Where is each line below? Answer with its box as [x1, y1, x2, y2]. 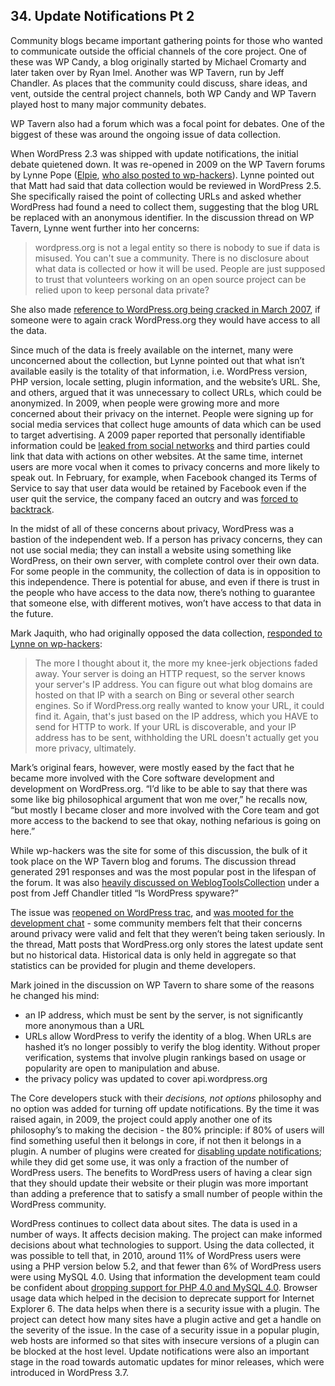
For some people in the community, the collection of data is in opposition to [10, 565, 321, 577]
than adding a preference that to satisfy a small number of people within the [10, 1187, 323, 1199]
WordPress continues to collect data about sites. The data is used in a [10, 1217, 298, 1229]
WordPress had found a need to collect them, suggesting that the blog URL [10, 200, 320, 213]
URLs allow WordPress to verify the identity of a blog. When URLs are [24, 1030, 312, 1042]
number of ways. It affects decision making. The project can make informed [10, 1228, 323, 1240]
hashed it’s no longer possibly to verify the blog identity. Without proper [24, 1040, 321, 1053]
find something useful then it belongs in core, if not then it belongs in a [10, 1134, 302, 1146]
